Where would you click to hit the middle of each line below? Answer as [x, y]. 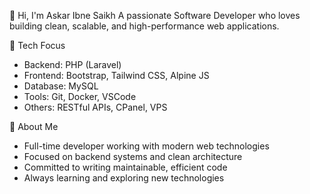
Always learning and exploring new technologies [124, 178]
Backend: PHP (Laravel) [72, 64]
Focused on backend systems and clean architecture [133, 156]
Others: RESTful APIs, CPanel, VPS [95, 107]
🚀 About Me [34, 126]
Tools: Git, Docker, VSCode [80, 96]
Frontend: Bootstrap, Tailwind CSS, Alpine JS [116, 75]
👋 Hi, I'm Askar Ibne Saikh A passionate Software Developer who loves [155, 15]
